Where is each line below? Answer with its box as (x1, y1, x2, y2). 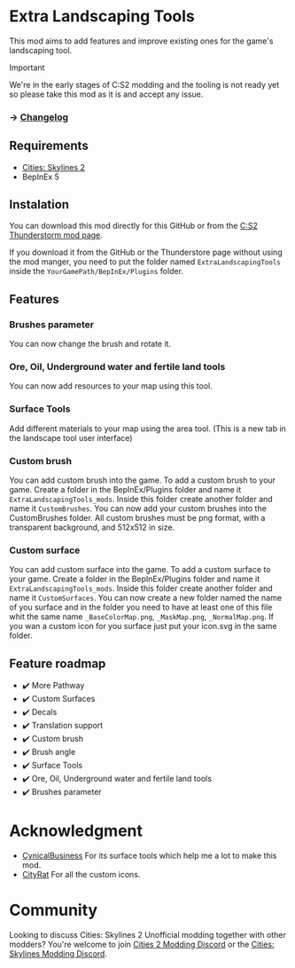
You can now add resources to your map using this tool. (9, 381, 213, 391)
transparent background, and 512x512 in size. (9, 522, 175, 533)
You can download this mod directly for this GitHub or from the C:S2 (9, 220, 259, 232)
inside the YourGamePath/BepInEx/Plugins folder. (9, 266, 184, 277)
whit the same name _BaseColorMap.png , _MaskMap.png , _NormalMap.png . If (9, 611, 275, 622)
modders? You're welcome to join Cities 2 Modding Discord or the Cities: (9, 939, 275, 950)
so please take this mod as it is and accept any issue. (9, 89, 204, 99)
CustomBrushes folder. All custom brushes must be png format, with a (9, 513, 266, 523)
